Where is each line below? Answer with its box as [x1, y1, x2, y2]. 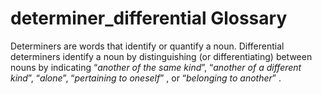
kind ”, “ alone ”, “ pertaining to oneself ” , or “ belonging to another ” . [10, 72, 282, 84]
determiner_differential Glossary [10, 7, 288, 30]
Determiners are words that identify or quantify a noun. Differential [10, 40, 285, 52]
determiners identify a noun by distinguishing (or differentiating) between [10, 50, 313, 62]
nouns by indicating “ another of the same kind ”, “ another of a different [10, 61, 302, 73]
